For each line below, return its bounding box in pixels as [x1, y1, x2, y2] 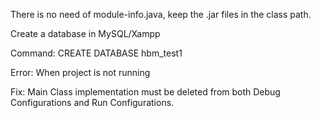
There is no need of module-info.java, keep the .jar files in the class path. [10, 9, 312, 20]
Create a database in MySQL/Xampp [10, 28, 161, 39]
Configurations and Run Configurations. [10, 97, 175, 108]
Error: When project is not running [10, 67, 151, 78]
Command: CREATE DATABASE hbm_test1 [10, 47, 183, 59]
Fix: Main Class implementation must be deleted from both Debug [10, 86, 281, 98]
